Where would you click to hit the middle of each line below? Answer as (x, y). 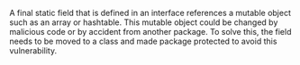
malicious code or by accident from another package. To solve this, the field (150, 32)
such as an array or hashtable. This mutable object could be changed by (144, 22)
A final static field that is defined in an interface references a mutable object (150, 13)
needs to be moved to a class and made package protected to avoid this (143, 41)
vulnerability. (33, 51)
